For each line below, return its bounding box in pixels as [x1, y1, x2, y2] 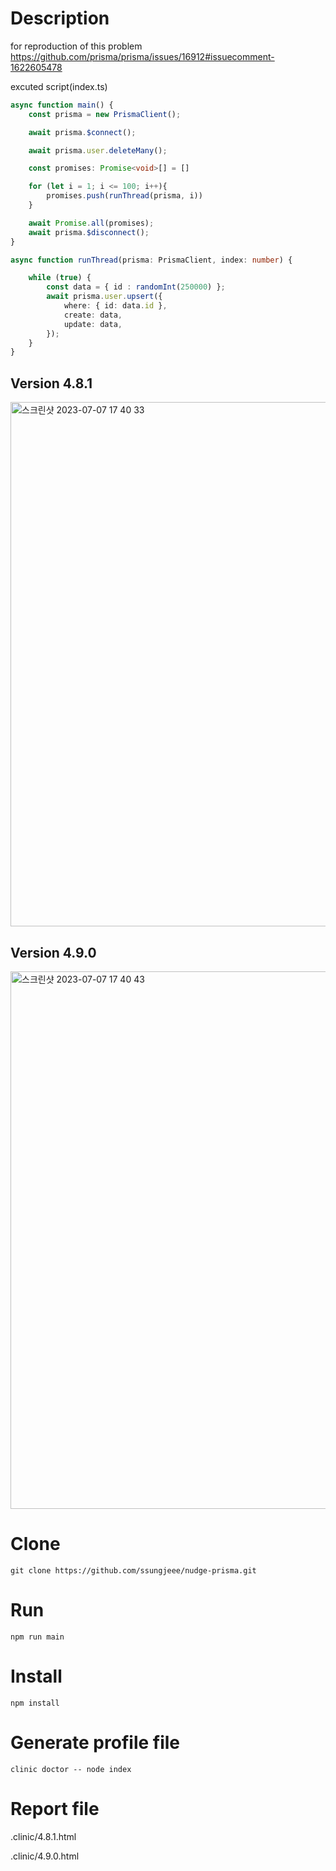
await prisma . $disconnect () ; [28, 227, 150, 237]
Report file [10, 1797, 100, 1820]
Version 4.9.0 [10, 944, 97, 961]
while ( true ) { [28, 273, 92, 283]
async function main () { [10, 100, 114, 110]
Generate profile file [10, 1731, 181, 1754]
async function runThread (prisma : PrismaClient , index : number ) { [10, 255, 293, 265]
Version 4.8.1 [10, 375, 93, 392]
